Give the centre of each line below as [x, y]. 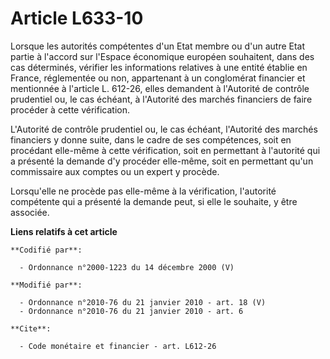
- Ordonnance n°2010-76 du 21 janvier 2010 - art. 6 [131, 311]
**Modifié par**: [46, 285]
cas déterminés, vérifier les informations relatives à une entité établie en [159, 67]
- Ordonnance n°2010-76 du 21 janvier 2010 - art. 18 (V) [143, 302]
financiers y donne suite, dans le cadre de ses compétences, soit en [151, 139]
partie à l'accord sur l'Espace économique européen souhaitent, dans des [162, 56]
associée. [30, 212]
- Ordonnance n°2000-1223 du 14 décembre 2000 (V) [127, 267]
